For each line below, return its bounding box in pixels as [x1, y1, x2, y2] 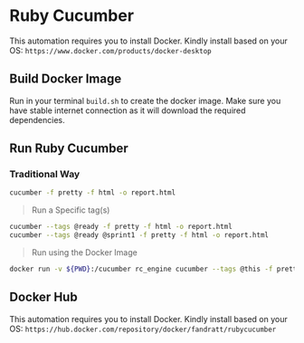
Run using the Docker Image [31, 247, 138, 258]
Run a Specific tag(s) [31, 205, 110, 215]
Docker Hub [9, 290, 79, 305]
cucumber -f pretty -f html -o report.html [9, 188, 176, 197]
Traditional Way [9, 168, 81, 181]
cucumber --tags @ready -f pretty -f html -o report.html [9, 223, 233, 232]
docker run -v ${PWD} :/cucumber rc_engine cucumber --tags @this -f [9, 264, 273, 274]
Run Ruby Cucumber [9, 141, 128, 157]
